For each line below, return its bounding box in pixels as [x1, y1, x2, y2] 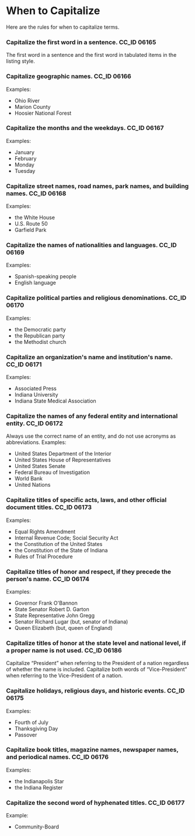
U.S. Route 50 [14, 220, 48, 227]
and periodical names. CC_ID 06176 [6, 753, 109, 761]
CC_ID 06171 [6, 360, 42, 368]
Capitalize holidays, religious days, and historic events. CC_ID [6, 687, 185, 695]
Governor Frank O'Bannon [14, 599, 78, 606]
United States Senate [14, 463, 66, 470]
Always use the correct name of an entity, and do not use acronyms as [6, 432, 176, 440]
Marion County [14, 103, 51, 110]
